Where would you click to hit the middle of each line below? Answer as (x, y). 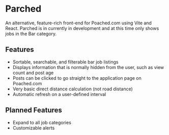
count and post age (33, 73)
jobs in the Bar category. (31, 33)
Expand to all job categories (42, 122)
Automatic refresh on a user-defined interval (59, 94)
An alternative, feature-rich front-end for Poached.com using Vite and (78, 23)
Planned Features (34, 110)
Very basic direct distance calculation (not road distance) (73, 89)
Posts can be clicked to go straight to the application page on (77, 78)
